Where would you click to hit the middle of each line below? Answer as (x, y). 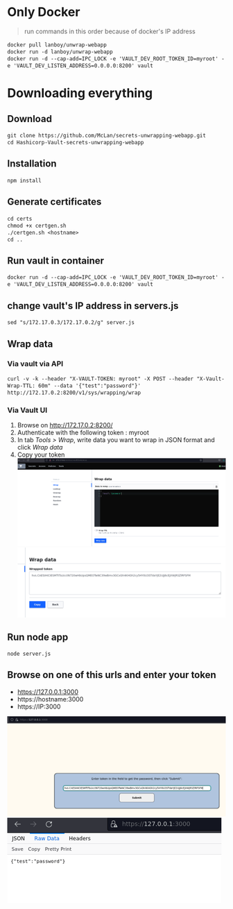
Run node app (38, 637)
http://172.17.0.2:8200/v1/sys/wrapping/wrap (74, 393)
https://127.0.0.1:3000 (48, 692)
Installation (32, 164)
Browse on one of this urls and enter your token (112, 675)
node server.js (29, 654)
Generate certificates (54, 202)
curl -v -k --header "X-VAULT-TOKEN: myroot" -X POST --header (101, 379)
